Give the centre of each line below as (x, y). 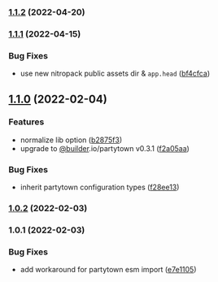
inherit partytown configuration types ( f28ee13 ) (100, 187)
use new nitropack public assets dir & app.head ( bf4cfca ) (115, 74)
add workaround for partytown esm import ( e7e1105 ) (108, 270)
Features (26, 122)
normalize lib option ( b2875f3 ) (71, 140)
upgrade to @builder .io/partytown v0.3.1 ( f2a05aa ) (105, 148)
